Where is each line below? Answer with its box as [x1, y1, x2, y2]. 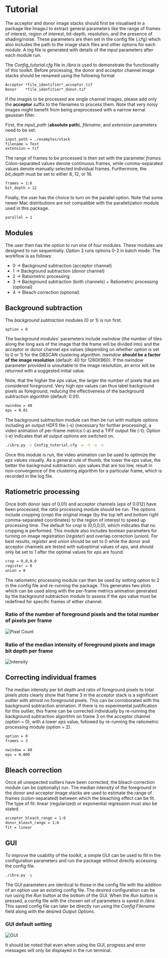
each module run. [5, 52, 41, 58]
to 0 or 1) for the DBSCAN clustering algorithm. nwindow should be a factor [5, 352, 161, 358]
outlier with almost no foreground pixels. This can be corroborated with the [5, 697, 160, 703]
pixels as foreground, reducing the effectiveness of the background [5, 388, 144, 394]
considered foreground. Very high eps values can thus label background [5, 383, 154, 389]
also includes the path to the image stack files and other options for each [5, 41, 156, 47]
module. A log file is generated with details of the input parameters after [5, 47, 153, 53]
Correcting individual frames [5, 673, 97, 682]
